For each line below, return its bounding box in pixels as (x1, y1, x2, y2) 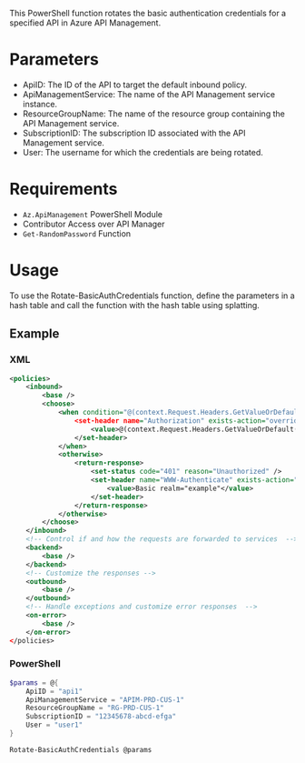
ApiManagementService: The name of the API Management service (22, 88, 275, 99)
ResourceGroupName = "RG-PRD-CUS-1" (25, 704, 165, 713)
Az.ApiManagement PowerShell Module (22, 208, 163, 219)
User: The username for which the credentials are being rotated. (22, 146, 263, 157)
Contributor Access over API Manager (22, 218, 165, 229)
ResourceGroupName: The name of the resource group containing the (22, 108, 286, 119)
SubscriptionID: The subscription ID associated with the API (22, 127, 247, 138)
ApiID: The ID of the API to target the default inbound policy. (22, 79, 248, 90)
